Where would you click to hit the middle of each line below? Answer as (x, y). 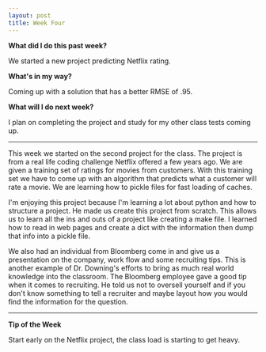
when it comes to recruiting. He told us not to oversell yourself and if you (127, 285)
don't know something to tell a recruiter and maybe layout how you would (128, 293)
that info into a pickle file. (49, 236)
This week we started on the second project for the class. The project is (125, 153)
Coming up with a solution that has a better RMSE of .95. (101, 91)
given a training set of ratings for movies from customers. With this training (131, 170)
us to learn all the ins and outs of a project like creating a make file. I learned (133, 219)
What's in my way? (40, 76)
